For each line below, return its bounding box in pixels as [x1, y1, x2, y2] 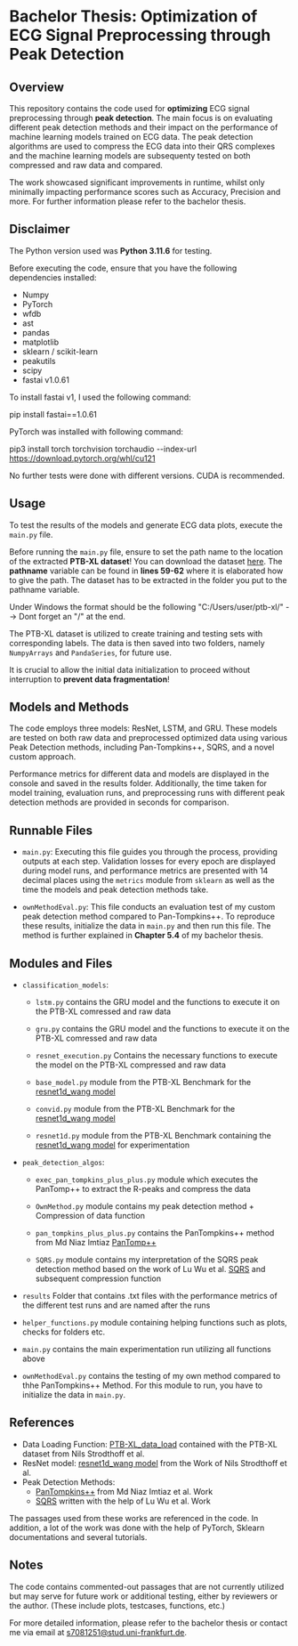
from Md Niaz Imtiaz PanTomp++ [35, 1237, 157, 1248]
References [9, 1415, 75, 1431]
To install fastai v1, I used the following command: [9, 392, 191, 402]
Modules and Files [9, 955, 113, 971]
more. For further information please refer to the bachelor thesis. [9, 196, 246, 207]
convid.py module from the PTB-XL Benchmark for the [35, 1104, 236, 1115]
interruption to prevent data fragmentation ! [9, 674, 171, 685]
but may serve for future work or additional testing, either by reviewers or [9, 1591, 278, 1601]
